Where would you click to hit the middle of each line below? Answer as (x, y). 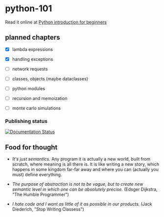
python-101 (29, 9)
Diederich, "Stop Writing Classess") (48, 209)
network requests (30, 69)
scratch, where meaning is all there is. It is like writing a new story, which (86, 164)
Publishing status (26, 121)
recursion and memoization (40, 98)
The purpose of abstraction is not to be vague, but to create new (78, 184)
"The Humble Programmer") (41, 194)
